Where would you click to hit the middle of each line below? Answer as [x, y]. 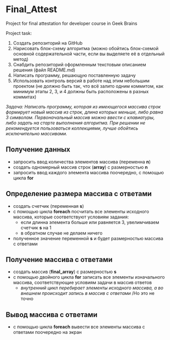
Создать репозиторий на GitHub [48, 43]
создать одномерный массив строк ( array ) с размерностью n [80, 167]
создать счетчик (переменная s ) [48, 206]
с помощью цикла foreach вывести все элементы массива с [79, 327]
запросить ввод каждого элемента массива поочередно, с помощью [88, 172]
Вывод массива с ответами [52, 314]
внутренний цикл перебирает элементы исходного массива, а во [92, 288]
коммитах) [25, 97]
